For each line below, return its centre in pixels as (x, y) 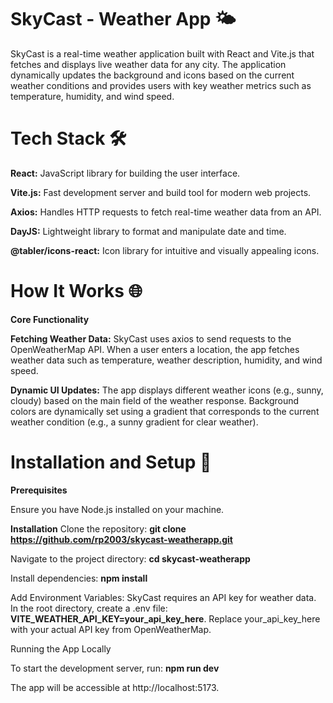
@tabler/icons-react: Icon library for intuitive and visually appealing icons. (165, 250)
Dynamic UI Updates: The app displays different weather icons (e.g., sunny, (167, 390)
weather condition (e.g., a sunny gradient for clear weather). (134, 422)
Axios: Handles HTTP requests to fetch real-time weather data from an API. (166, 212)
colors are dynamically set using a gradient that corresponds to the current (165, 411)
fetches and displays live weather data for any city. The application (148, 64)
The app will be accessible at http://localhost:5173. (115, 687)
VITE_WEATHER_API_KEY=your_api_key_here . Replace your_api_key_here (165, 618)
